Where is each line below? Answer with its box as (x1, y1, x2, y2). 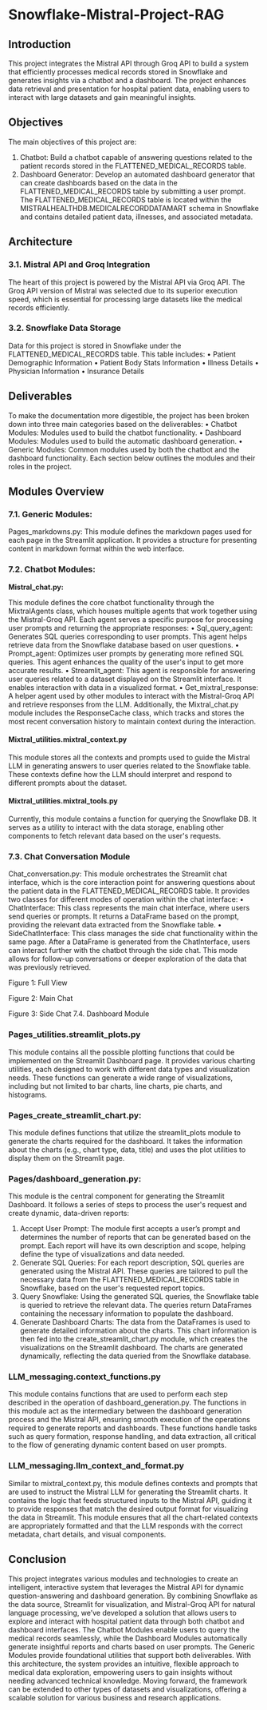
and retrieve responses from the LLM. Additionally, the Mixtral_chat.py (8, 700, 239, 709)
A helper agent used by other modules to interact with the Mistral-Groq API (8, 691, 255, 700)
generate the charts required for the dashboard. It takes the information (8, 1136, 243, 1146)
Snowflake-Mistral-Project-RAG (8, 6, 225, 24)
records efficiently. (8, 302, 70, 313)
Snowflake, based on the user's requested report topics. (19, 1283, 206, 1293)
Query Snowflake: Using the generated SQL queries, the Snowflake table (19, 1292, 259, 1301)
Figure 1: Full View (8, 978, 68, 988)
